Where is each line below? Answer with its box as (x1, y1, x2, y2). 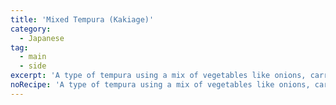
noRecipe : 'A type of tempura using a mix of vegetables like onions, (10, 80, 311, 90)
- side (19, 61, 47, 71)
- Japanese (19, 33, 65, 43)
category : (10, 24, 52, 34)
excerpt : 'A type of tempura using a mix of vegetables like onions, (10, 71, 307, 81)
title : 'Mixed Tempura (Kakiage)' (10, 14, 155, 25)
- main (19, 52, 47, 62)
